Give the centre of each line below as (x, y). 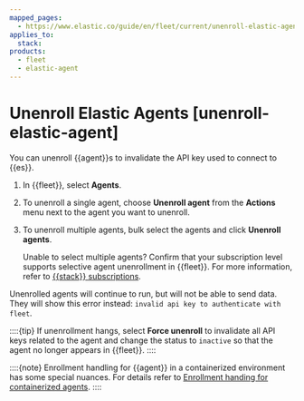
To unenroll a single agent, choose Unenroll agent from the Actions (149, 202)
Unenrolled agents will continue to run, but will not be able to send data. (143, 293)
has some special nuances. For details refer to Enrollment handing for (139, 377)
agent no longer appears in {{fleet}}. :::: (83, 349)
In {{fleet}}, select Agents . (72, 185)
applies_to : (32, 34)
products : (28, 52)
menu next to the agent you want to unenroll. (106, 212)
